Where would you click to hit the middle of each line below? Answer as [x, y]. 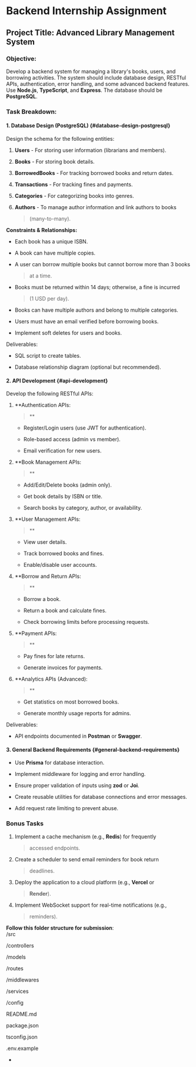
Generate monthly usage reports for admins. [77, 713]
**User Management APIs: [47, 519]
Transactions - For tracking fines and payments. [74, 184]
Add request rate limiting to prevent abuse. [67, 808]
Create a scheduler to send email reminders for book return [87, 859]
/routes [15, 968]
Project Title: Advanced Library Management [90, 33]
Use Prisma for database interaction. [59, 763]
